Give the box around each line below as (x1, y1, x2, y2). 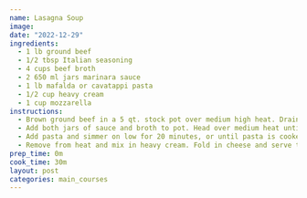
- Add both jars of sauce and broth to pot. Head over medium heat (17, 124, 281, 133)
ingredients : (9, 38, 59, 48)
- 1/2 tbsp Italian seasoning (17, 56, 132, 65)
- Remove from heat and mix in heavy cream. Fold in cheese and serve (17, 141, 292, 150)
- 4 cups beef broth (17, 65, 96, 74)
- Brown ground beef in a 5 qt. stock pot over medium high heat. (17, 115, 276, 124)
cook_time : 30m (9, 157, 68, 167)
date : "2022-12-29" (9, 30, 84, 39)
